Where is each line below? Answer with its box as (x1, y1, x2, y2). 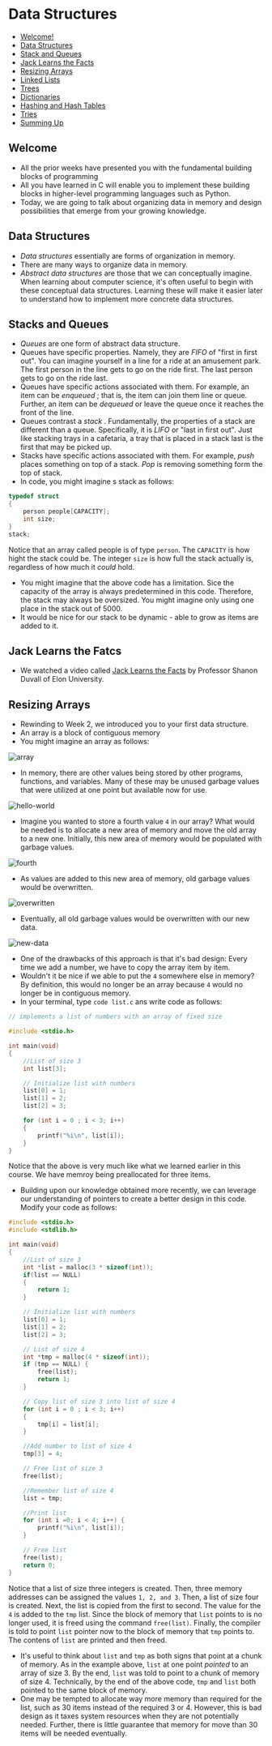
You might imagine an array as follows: (19, 737, 150, 747)
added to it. (19, 621, 59, 631)
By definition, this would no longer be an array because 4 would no (19, 980, 244, 990)
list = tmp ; (23, 1494, 63, 1502)
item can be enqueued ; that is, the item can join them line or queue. (19, 391, 248, 400)
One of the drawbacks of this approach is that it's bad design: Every (19, 954, 249, 964)
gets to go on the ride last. (19, 374, 108, 383)
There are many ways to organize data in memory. (19, 259, 188, 269)
